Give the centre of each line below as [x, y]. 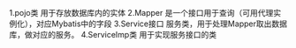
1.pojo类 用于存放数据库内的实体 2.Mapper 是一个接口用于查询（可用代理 [141, 13]
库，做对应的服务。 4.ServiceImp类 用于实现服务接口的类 [113, 34]
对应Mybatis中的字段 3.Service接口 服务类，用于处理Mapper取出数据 [161, 24]
